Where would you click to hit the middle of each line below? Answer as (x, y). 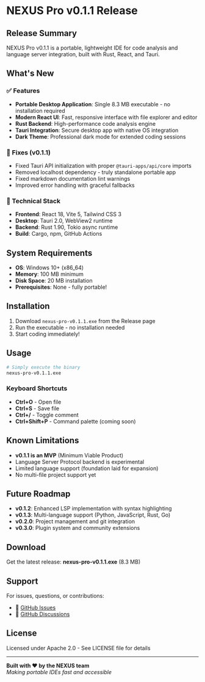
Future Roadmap (38, 494)
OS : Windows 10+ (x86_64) (49, 268)
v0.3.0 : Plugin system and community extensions (77, 528)
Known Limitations (43, 441)
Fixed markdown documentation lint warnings (73, 178)
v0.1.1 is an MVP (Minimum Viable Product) (69, 455)
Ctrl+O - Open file (38, 402)
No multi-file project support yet (56, 474)
